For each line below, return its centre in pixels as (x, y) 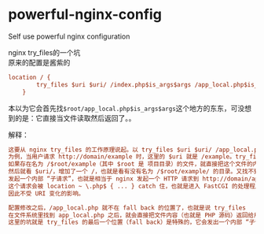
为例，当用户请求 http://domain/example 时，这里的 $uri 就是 (103, 157)
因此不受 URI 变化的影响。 (46, 193)
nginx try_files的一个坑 (44, 52)
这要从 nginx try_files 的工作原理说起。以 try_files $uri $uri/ (110, 150)
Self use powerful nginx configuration (69, 36)
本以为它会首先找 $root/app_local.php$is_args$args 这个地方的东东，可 (123, 108)
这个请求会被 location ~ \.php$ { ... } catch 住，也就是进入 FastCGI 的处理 (129, 186)
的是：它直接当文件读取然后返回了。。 (75, 118)
